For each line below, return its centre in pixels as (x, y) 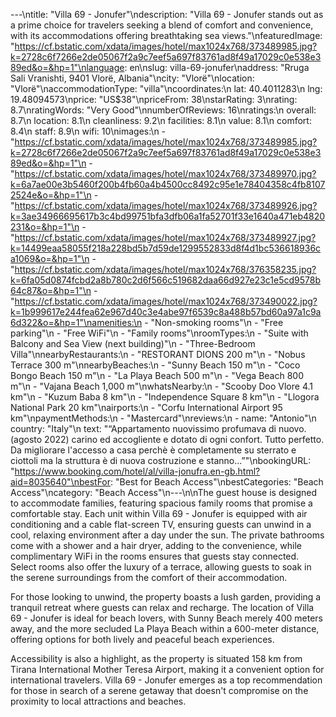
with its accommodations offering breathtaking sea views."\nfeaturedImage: (166, 35)
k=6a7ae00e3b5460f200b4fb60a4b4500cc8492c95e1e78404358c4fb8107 (168, 184)
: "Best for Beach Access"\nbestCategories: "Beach (217, 482)
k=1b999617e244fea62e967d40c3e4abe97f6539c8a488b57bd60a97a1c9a (166, 312)
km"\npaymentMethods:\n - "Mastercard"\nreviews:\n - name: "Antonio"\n (163, 418)
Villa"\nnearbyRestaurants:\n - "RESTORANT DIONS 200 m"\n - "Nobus (158, 354)
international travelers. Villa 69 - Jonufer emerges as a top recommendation (166, 680)
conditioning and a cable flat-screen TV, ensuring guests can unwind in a (161, 524)
